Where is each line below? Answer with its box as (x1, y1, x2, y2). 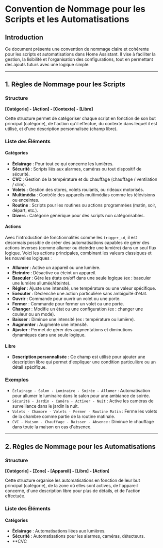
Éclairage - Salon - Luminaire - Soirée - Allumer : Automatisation (12, 387, 150, 393)
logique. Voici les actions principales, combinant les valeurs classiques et (5, 250, 152, 256)
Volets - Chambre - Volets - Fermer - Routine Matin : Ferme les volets (12, 408, 158, 414)
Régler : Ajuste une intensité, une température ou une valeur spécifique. (12, 285, 157, 291)
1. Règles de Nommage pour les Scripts (5, 80, 126, 89)
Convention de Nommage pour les (5, 3, 146, 15)
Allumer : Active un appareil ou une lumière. (12, 265, 100, 271)
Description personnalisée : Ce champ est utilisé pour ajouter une (12, 354, 146, 360)
